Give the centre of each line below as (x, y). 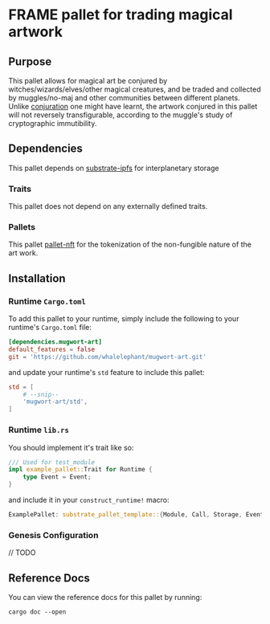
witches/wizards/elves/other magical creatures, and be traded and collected (135, 89)
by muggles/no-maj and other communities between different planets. (124, 98)
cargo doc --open (37, 612)
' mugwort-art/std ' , (55, 402)
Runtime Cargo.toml (47, 301)
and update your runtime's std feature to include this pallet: (106, 372)
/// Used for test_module (51, 462)
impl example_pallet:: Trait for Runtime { (80, 470)
